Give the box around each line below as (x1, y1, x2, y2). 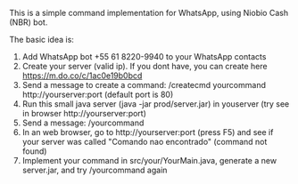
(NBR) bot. (9, 17, 48, 28)
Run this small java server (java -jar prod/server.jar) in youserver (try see (21, 99, 290, 109)
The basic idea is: (9, 35, 74, 44)
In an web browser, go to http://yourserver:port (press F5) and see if (21, 127, 274, 137)
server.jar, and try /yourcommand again (21, 164, 168, 175)
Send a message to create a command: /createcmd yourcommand (21, 80, 266, 90)
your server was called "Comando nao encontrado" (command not (21, 137, 268, 147)
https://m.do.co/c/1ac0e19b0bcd (21, 70, 143, 81)
